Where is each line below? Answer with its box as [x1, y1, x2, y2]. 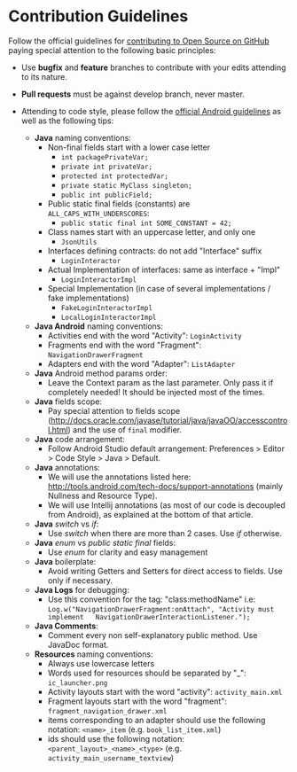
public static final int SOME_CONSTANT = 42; [60, 219, 232, 228]
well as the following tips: [20, 115, 114, 126]
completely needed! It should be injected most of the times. [47, 386, 265, 397]
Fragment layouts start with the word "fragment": [47, 696, 228, 706]
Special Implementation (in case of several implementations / [47, 283, 271, 293]
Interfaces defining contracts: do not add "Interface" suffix [47, 246, 262, 256]
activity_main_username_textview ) [47, 752, 175, 763]
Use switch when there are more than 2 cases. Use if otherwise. [47, 527, 283, 538]
